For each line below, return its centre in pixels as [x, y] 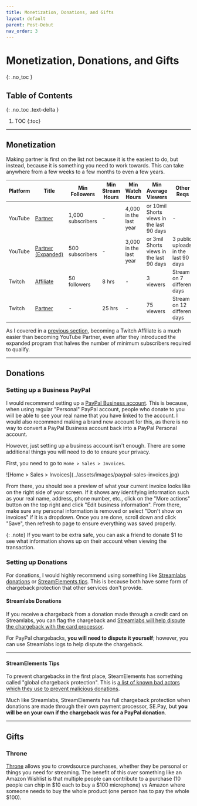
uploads [182, 245]
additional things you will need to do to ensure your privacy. [78, 452]
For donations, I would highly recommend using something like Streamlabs [96, 575]
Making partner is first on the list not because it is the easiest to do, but [92, 159]
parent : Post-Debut [30, 25]
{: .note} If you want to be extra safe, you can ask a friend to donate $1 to [94, 535]
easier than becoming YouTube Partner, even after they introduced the [91, 337]
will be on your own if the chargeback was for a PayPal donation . [86, 713]
